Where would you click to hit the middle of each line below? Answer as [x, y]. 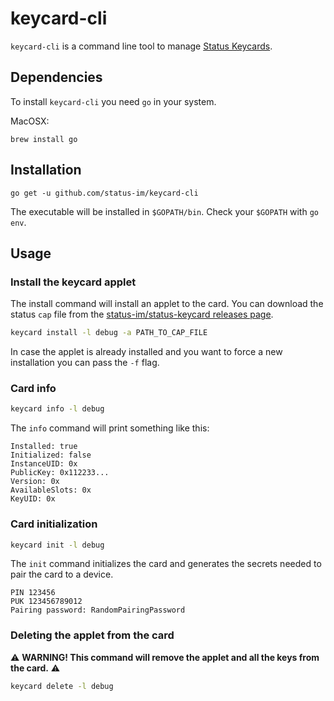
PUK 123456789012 [46, 602]
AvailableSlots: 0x [51, 490]
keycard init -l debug [57, 545]
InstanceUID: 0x [44, 464]
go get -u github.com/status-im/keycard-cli [104, 193]
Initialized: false [51, 455]
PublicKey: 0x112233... [60, 473]
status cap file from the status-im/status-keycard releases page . [142, 314]
